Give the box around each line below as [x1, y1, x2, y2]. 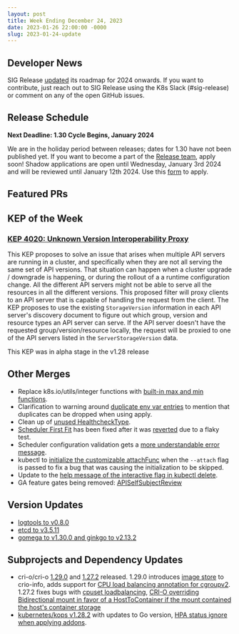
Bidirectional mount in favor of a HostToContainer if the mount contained [17, 595, 232, 604]
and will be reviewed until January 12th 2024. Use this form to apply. [7, 167, 209, 176]
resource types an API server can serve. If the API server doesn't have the [7, 318, 226, 327]
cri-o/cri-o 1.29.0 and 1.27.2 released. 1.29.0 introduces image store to [17, 573, 225, 581]
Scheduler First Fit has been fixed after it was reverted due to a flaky [17, 425, 220, 433]
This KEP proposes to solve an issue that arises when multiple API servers [7, 249, 225, 258]
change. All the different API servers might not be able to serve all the [7, 280, 212, 289]
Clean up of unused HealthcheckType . [17, 417, 131, 426]
